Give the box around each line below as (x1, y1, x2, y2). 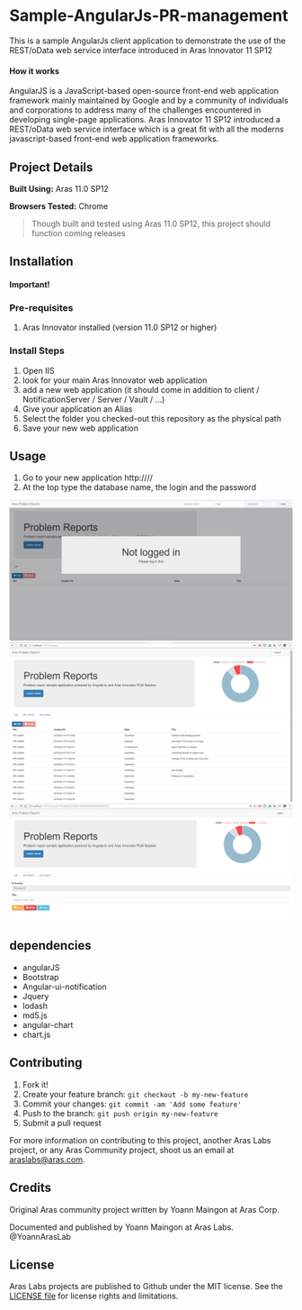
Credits (9, 1180, 52, 1196)
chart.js (22, 1029, 51, 1040)
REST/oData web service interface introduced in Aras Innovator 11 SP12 (9, 44, 272, 55)
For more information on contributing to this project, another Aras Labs (9, 1134, 271, 1145)
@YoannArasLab (9, 1231, 72, 1242)
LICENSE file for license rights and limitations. (9, 1290, 179, 1302)
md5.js (22, 1010, 48, 1021)
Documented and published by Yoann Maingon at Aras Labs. (9, 1222, 234, 1233)
